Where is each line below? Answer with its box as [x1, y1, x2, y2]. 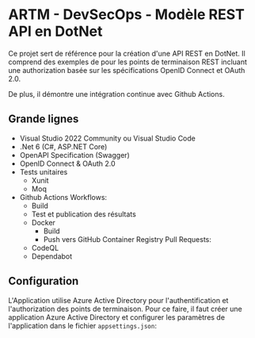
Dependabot [31, 252, 73, 261]
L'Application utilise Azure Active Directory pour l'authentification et [8, 295, 229, 305]
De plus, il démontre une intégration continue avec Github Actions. [8, 89, 225, 98]
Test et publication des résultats [31, 209, 136, 219]
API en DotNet [8, 22, 103, 40]
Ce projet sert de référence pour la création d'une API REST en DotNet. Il [8, 48, 245, 58]
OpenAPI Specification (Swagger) [19, 150, 131, 159]
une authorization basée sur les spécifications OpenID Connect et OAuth [8, 65, 245, 75]
